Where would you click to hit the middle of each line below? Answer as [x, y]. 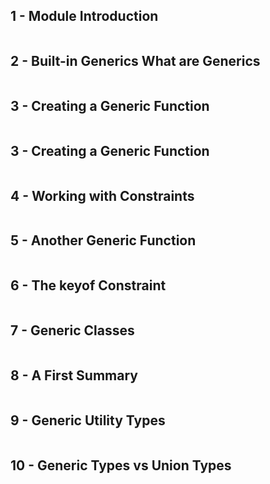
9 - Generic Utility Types [88, 420]
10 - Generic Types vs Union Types [121, 465]
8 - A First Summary [74, 375]
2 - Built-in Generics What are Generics [135, 61]
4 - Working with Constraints [102, 195]
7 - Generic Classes [72, 330]
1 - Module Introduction [84, 16]
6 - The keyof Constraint [88, 285]
